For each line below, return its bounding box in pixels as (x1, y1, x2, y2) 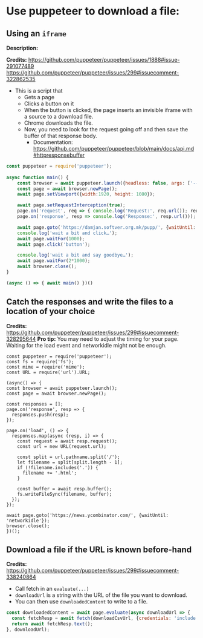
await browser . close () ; (17, 263, 77, 270)
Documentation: (33, 139, 74, 146)
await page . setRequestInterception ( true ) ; (17, 202, 126, 208)
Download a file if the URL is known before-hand (6, 544, 192, 554)
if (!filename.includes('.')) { (17, 464, 98, 470)
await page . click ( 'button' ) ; (17, 241, 91, 248)
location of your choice (6, 306, 95, 317)
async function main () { (6, 174, 69, 180)
